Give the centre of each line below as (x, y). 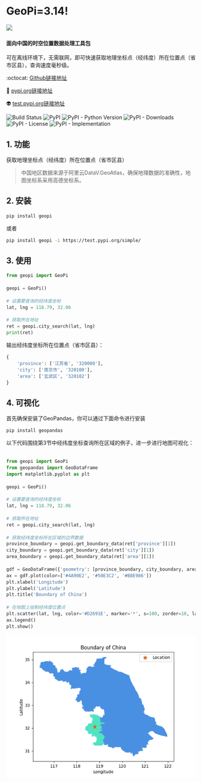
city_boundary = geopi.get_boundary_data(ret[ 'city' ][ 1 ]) (80, 550)
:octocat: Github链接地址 (37, 78)
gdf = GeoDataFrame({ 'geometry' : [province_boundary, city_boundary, (95, 569)
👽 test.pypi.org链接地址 (35, 104)
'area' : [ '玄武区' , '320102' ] (54, 376)
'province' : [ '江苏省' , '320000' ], (60, 363)
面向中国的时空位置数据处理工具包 (48, 43)
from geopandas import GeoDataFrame (52, 468)
